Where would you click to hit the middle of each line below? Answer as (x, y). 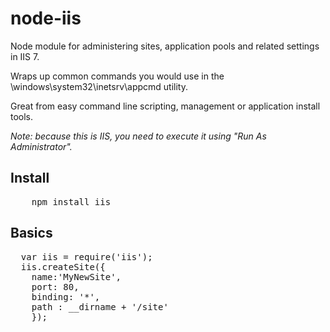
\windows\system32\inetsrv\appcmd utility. (99, 86)
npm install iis (71, 201)
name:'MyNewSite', (76, 276)
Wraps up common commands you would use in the (117, 76)
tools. (22, 116)
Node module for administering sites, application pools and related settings (165, 46)
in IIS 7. (25, 56)
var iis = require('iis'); (86, 256)
